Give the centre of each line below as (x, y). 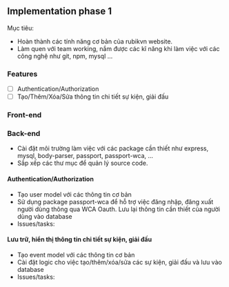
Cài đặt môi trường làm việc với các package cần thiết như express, (113, 148)
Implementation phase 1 (60, 11)
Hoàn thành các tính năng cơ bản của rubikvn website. (95, 41)
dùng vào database (44, 216)
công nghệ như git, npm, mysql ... (65, 56)
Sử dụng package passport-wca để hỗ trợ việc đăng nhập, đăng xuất (115, 201)
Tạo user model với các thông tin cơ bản (74, 194)
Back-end (24, 134)
